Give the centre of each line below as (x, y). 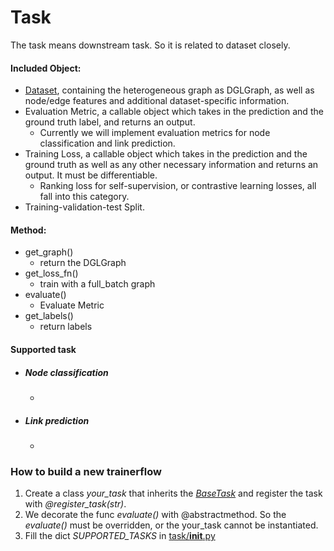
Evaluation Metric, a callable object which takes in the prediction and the (174, 112)
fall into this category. (84, 197)
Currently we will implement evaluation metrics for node (155, 133)
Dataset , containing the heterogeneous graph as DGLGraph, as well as (169, 90)
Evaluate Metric (72, 305)
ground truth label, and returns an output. (110, 122)
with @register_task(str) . (75, 504)
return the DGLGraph (83, 263)
